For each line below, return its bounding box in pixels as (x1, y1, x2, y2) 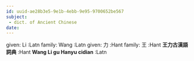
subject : (6, 14, 27, 20)
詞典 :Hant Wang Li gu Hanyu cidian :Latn (6, 49, 107, 56)
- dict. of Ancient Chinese (8, 19, 77, 25)
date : (6, 24, 19, 31)
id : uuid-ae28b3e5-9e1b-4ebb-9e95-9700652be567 (6, 8, 124, 15)
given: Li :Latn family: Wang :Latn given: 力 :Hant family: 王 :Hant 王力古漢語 (6, 41, 188, 48)
